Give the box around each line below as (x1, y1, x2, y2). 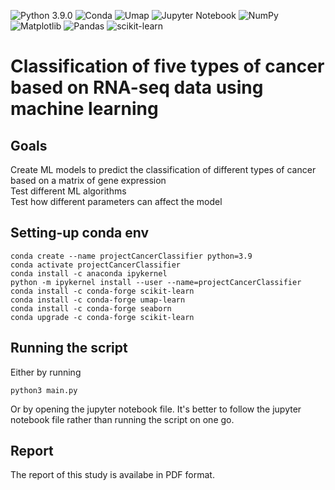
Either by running (10, 366, 82, 378)
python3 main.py (10, 385, 78, 395)
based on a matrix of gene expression (10, 175, 167, 186)
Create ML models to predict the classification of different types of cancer (10, 164, 317, 175)
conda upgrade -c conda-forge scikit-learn (10, 312, 195, 322)
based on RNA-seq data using (10, 76, 264, 99)
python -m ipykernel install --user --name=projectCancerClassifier (10, 277, 302, 287)
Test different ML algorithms (10, 185, 127, 197)
